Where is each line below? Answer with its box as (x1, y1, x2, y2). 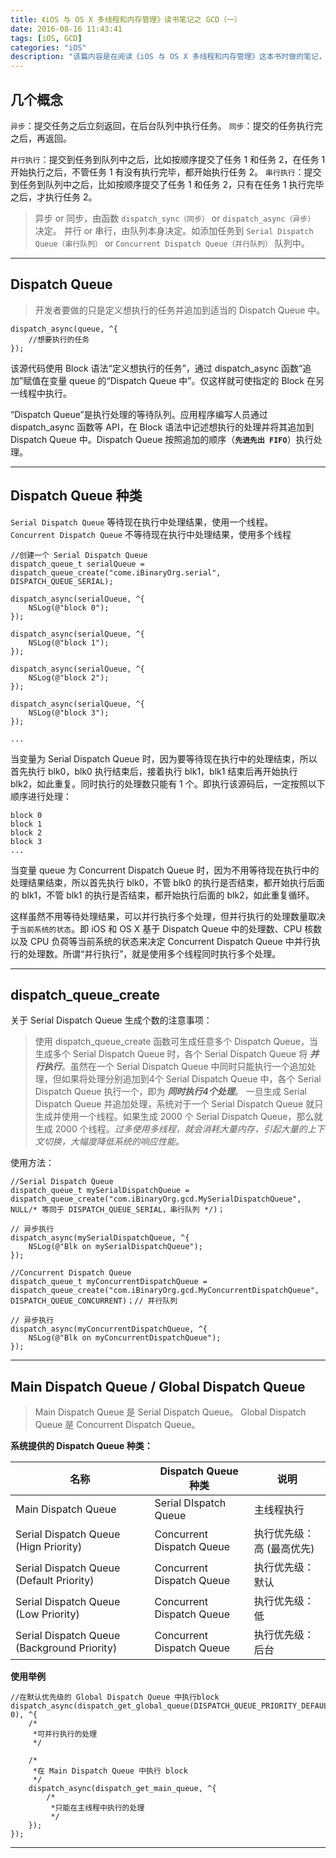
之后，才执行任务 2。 (10, 191, 98, 203)
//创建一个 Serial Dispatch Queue (10, 550, 148, 560)
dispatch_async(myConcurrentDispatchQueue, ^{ (10, 1324, 208, 1335)
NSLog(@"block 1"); (28, 637, 110, 648)
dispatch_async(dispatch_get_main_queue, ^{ (28, 1784, 217, 1794)
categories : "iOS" (10, 42, 87, 53)
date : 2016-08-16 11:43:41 (10, 24, 123, 34)
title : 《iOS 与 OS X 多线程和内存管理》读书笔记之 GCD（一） (10, 14, 242, 25)
